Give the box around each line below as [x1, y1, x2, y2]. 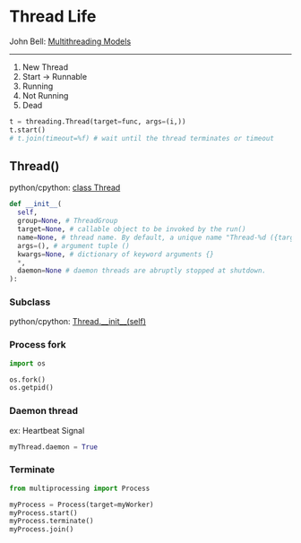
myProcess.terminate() [9, 517, 94, 526]
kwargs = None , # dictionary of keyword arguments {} [17, 249, 215, 259]
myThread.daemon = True [9, 442, 99, 452]
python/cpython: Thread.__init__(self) [9, 316, 146, 327]
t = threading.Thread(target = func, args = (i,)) [9, 116, 186, 126]
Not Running [21, 90, 69, 100]
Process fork [9, 339, 67, 351]
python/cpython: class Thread [9, 182, 121, 194]
